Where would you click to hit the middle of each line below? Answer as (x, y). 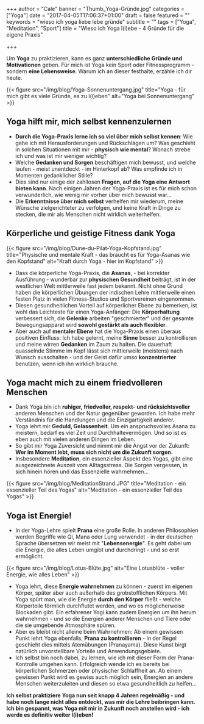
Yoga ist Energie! (39, 516)
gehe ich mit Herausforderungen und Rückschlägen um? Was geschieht (105, 143)
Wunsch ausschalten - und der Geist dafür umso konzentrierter (96, 357)
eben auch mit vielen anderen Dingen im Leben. (75, 439)
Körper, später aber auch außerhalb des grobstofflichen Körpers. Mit (101, 593)
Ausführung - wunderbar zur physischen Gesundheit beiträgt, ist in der (106, 279)
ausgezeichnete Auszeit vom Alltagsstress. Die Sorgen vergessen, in (101, 465)
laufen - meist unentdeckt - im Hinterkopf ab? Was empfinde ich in (99, 169)
